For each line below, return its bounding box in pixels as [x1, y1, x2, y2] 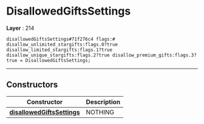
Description [86, 97, 121, 106]
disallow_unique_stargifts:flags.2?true [6, 52, 110, 58]
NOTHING [86, 108, 114, 116]
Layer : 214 [6, 24, 35, 32]
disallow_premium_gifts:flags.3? [112, 52, 197, 58]
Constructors [6, 80, 58, 90]
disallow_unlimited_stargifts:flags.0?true [6, 41, 118, 47]
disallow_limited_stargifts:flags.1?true [6, 47, 113, 53]
